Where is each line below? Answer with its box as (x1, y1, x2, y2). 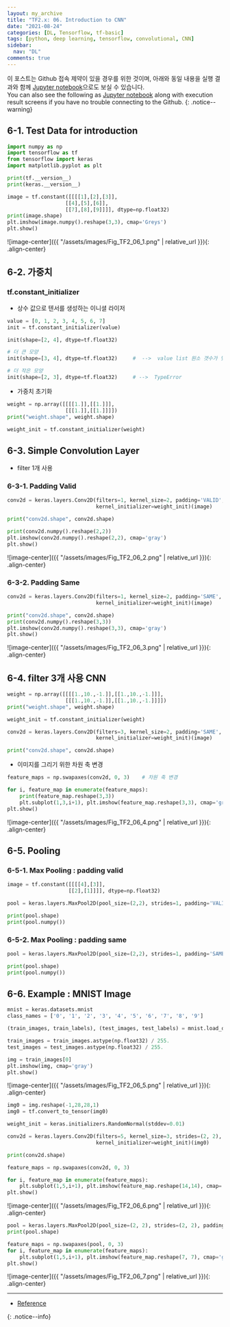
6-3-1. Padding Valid (7, 481, 77, 491)
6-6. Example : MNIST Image (7, 988, 131, 999)
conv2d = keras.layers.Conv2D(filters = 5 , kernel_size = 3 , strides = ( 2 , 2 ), (7, 1133, 222, 1140)
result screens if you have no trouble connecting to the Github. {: (7, 97, 190, 106)
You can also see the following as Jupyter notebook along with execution (7, 90, 214, 99)
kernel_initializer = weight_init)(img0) (95, 1139, 210, 1146)
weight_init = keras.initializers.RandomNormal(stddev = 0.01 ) (7, 1121, 186, 1128)
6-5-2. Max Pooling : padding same (7, 935, 127, 945)
